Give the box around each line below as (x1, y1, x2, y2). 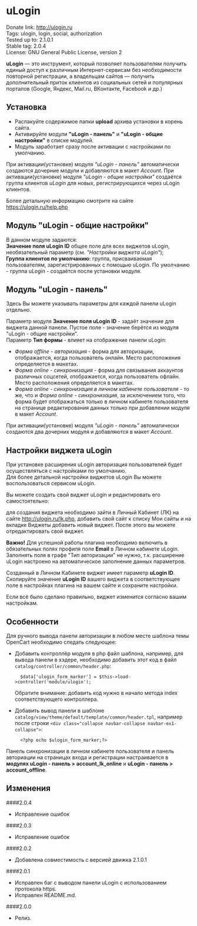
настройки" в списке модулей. (14, 137, 94, 144)
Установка (6, 102, 47, 113)
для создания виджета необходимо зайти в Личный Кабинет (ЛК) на (6, 509, 179, 516)
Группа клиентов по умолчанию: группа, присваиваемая (6, 255, 152, 262)
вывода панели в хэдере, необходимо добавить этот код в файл (14, 656, 177, 663)
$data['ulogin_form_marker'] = (20, 674, 97, 680)
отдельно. (6, 307, 31, 314)
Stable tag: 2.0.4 (6, 42, 46, 50)
